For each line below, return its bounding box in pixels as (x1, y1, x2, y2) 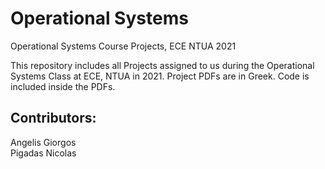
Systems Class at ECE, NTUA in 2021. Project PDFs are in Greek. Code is (10, 70, 310, 82)
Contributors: (10, 110, 97, 127)
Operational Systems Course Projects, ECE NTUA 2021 (10, 40, 237, 52)
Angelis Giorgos (10, 136, 77, 148)
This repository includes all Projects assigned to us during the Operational (10, 59, 315, 71)
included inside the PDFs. (10, 80, 116, 92)
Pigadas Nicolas (10, 147, 77, 159)
